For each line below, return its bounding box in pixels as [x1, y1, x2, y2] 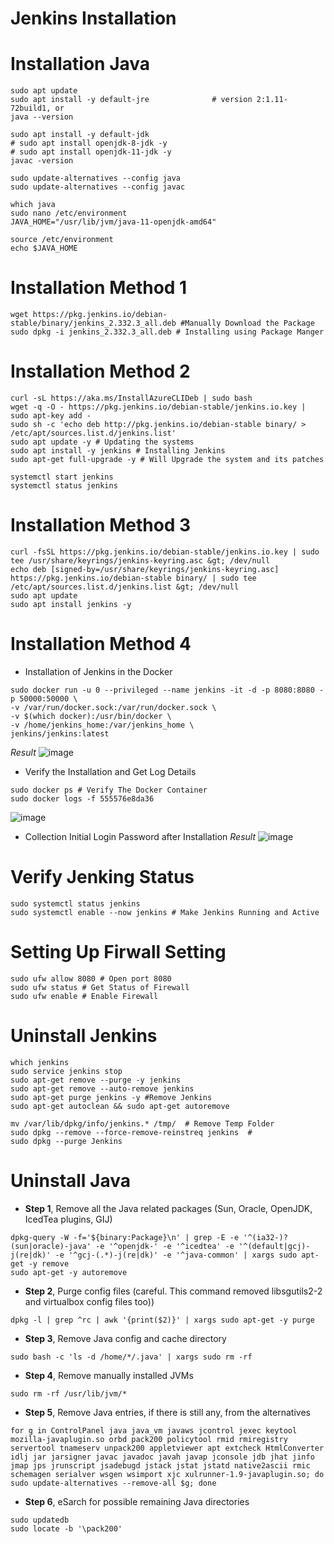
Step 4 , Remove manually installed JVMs [24, 1369, 194, 1381]
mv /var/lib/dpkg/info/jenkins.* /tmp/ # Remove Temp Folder [10, 1118, 275, 1129]
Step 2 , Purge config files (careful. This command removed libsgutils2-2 [24, 1285, 323, 1297]
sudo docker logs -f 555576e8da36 [10, 793, 155, 804]
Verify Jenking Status [10, 866, 195, 889]
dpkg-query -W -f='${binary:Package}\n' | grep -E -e [10, 1232, 240, 1242]
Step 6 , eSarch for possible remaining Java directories [24, 1495, 250, 1507]
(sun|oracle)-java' [10, 1241, 92, 1251]
